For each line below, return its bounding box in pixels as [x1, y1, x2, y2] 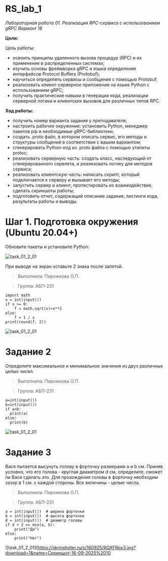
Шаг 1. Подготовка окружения [5, 216, 139, 228]
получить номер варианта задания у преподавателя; [12, 117, 127, 123]
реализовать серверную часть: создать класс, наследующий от [12, 155, 152, 161]
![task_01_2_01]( [5, 544, 38, 550]
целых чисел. [5, 368, 34, 374]
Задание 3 [5, 447, 51, 458]
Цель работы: [5, 45, 35, 51]
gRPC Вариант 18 [5, 25, 42, 31]
